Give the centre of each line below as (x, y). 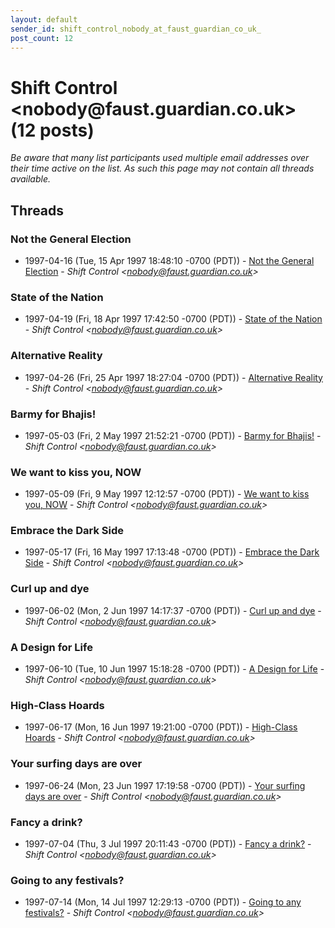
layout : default (44, 19)
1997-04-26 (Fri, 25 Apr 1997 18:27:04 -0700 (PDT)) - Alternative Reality (173, 377)
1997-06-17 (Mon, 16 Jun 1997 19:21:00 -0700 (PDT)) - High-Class (161, 727)
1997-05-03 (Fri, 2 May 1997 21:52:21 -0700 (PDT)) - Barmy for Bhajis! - (173, 435)
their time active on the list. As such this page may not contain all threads (162, 168)
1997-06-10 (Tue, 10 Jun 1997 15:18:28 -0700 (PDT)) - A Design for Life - (174, 669)
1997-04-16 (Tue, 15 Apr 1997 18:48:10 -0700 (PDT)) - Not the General (169, 260)
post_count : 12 (42, 38)
